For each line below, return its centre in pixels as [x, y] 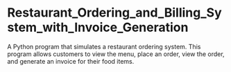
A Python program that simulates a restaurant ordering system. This [104, 46]
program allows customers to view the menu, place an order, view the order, [116, 54]
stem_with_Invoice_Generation [98, 27]
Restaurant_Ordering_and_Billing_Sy [114, 13]
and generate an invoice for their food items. [71, 61]
